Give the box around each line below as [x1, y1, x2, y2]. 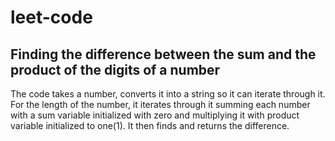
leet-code [10, 6, 93, 29]
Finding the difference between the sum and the [10, 46, 317, 63]
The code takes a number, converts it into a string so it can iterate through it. [10, 88, 326, 100]
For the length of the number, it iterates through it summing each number [10, 99, 311, 110]
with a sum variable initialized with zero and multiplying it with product [10, 109, 300, 121]
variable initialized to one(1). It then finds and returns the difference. [10, 120, 290, 131]
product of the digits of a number [10, 61, 221, 78]
